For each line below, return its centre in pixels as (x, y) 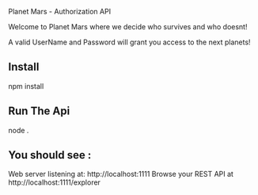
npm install (26, 86)
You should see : (50, 155)
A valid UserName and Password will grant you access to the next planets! (129, 42)
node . (19, 130)
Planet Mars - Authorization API (60, 11)
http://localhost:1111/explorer (55, 182)
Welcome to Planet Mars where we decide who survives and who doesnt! (128, 27)
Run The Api (39, 111)
